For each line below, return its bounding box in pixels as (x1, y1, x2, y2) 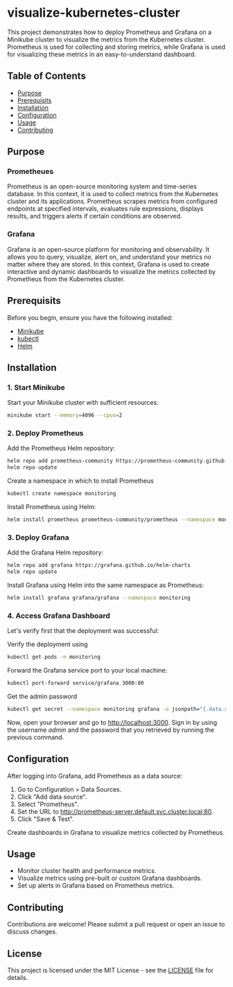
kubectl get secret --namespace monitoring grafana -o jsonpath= (7, 705, 200, 712)
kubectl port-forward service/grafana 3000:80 (7, 680, 144, 687)
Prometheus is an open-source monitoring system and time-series (7, 182, 197, 191)
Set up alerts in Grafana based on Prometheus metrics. (17, 881, 175, 890)
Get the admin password (7, 692, 78, 700)
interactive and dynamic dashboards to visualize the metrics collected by (7, 267, 216, 275)
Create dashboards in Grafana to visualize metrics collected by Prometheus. (7, 828, 225, 836)
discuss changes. (7, 927, 58, 936)
